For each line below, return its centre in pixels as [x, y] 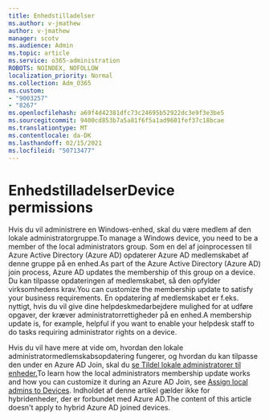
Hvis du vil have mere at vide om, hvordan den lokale [96, 348]
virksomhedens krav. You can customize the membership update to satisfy [131, 290]
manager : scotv [34, 38]
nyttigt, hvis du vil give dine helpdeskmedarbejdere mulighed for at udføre [131, 307]
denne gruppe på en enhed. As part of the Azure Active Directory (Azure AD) [134, 264]
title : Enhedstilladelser [51, 16]
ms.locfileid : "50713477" [51, 150]
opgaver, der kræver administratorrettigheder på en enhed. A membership [130, 315]
